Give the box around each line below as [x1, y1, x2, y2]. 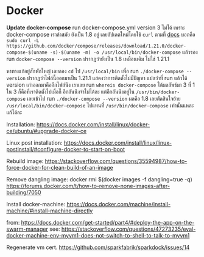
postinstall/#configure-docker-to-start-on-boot [6, 145, 125, 153]
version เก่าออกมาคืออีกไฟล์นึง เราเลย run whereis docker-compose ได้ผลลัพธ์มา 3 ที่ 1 [6, 81, 195, 89]
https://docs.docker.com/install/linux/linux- [63, 139, 172, 147]
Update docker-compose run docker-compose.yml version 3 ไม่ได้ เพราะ [6, 24, 185, 31]
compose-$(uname [6, 49, 47, 56]
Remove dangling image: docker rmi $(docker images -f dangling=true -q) [6, 175, 193, 183]
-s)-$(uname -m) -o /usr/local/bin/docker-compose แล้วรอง [49, 48, 198, 56]
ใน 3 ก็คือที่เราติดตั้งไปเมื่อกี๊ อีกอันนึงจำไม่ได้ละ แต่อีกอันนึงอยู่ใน [6, 88, 135, 95]
